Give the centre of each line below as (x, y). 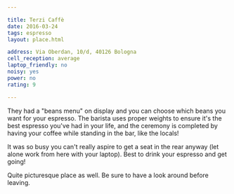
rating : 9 (22, 85)
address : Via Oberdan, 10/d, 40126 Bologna (72, 52)
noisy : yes (23, 71)
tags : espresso (30, 33)
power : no (22, 78)
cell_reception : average (44, 59)
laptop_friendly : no (38, 65)
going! (17, 161)
